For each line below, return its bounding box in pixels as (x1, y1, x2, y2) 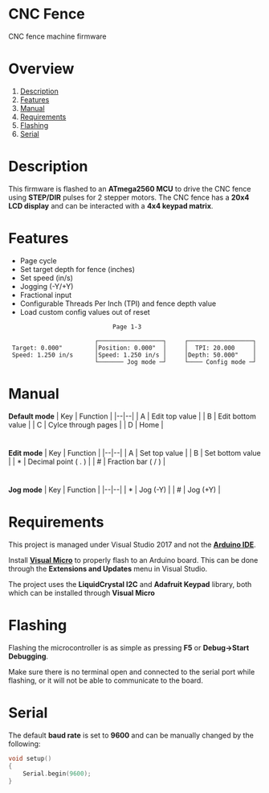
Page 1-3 (112, 323, 142, 331)
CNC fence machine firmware (8, 31, 107, 41)
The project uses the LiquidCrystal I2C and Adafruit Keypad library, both (8, 580, 252, 589)
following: (8, 738, 41, 749)
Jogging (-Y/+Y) (19, 281, 74, 291)
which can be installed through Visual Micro (8, 589, 155, 597)
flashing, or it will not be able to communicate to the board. (8, 675, 203, 685)
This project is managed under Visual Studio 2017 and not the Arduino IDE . (8, 540, 256, 549)
